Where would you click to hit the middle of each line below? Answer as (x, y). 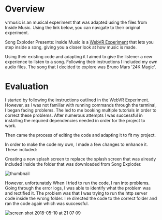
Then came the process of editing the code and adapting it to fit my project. (81, 135)
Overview (25, 9)
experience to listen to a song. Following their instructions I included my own (81, 62)
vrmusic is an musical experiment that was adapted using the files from (76, 22)
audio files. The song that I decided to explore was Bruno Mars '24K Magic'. (81, 67)
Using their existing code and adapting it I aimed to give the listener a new (79, 56)
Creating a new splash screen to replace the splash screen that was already (81, 159)
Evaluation (27, 86)
